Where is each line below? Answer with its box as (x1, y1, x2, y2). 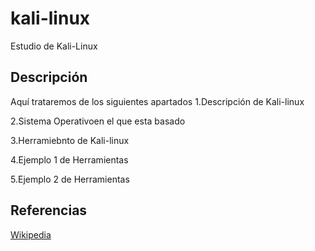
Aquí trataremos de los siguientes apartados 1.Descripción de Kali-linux (10, 95, 305, 107)
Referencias (10, 202, 88, 219)
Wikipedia (10, 228, 52, 241)
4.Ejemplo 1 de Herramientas (10, 153, 129, 166)
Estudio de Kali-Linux (10, 40, 98, 52)
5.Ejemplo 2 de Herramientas (10, 173, 130, 185)
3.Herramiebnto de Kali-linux (10, 134, 130, 146)
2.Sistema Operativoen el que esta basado (10, 115, 186, 127)
